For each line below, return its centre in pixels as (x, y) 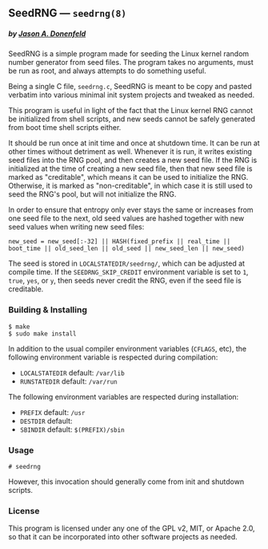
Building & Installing (48, 310)
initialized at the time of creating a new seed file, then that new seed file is (130, 169)
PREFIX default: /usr (52, 412)
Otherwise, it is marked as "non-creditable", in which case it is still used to (131, 186)
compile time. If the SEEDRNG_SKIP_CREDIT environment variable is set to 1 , (128, 272)
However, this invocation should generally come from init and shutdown (126, 482)
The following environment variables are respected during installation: (124, 396)
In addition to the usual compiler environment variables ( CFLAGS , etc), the (127, 348)
